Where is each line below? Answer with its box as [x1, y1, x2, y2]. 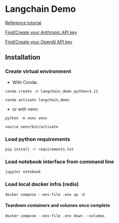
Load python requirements [5, 136, 71, 143]
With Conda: [12, 79, 38, 85]
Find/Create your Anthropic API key [5, 29, 78, 35]
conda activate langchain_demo [5, 97, 70, 102]
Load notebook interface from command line [5, 158, 115, 165]
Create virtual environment [5, 68, 72, 75]
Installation [5, 53, 40, 62]
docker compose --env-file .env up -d [5, 192, 85, 197]
